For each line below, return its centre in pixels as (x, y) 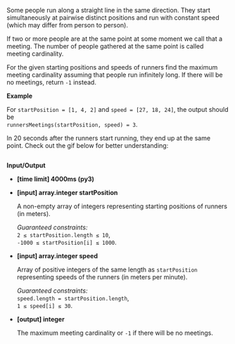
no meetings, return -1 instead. (51, 82)
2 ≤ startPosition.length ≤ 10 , (63, 235)
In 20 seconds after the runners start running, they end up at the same (109, 138)
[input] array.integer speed (57, 256)
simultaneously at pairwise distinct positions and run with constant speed (113, 18)
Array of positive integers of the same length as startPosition (107, 269)
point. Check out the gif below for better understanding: (88, 146)
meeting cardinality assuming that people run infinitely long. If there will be (115, 75)
